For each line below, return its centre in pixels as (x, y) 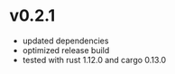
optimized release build (66, 50)
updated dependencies (65, 41)
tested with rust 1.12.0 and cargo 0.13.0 (94, 60)
